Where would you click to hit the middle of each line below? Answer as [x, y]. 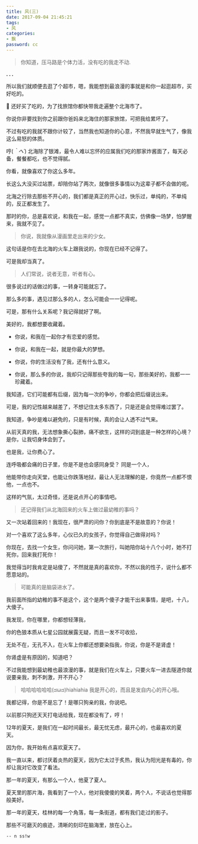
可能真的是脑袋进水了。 [49, 587]
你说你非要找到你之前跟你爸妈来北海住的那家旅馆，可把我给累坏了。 [89, 118]
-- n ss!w [18, 836]
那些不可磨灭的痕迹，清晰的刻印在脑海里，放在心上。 [71, 824]
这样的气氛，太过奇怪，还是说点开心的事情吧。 [63, 496]
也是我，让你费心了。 [32, 452]
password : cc [22, 45]
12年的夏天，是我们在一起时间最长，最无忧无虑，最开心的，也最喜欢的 [91, 727]
